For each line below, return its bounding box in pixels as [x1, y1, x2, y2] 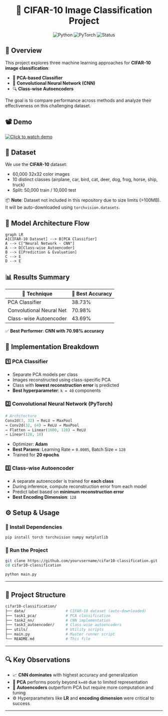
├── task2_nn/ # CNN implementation [5, 618, 111, 623]
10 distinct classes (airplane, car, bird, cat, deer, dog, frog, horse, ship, [12, 177, 158, 183]
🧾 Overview [5, 46, 42, 55]
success [12, 700, 30, 706]
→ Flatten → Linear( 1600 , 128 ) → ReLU [5, 427, 86, 433]
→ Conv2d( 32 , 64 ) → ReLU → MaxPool [5, 422, 79, 428]
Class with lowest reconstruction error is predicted [12, 382, 119, 388]
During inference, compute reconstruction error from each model [12, 483, 147, 489]
